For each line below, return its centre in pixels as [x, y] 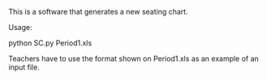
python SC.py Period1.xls [50, 43]
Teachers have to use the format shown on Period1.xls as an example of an [134, 59]
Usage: [20, 27]
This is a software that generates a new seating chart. [98, 12]
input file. [24, 67]
